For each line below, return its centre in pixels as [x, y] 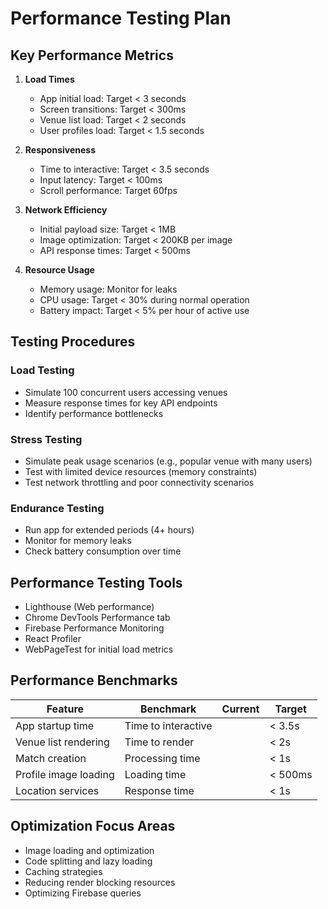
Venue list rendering [62, 742]
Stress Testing [46, 439]
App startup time [55, 725]
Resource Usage [59, 270]
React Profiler [53, 639]
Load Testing [42, 370]
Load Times [49, 79]
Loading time [155, 774]
